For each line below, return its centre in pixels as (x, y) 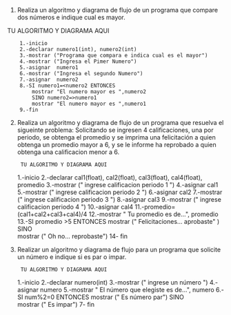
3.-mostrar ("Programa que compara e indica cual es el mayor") (114, 55)
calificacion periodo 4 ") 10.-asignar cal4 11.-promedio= (96, 207)
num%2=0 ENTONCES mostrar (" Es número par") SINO (104, 297)
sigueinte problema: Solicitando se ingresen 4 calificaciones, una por (115, 130)
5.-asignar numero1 (49, 68)
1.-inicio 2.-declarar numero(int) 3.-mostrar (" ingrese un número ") (112, 282)
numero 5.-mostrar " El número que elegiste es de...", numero (128, 290)
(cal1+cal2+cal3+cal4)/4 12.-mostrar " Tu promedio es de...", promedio (118, 214)
